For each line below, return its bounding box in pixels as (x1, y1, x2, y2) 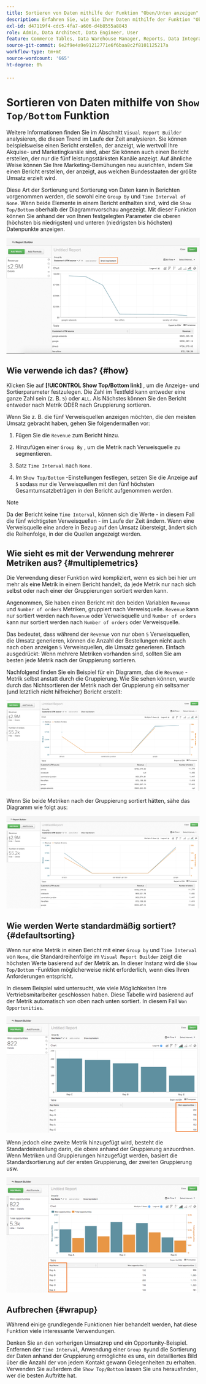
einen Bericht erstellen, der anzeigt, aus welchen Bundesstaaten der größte (6, 168, 197, 175)
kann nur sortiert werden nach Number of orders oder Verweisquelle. (6, 619, 180, 626)
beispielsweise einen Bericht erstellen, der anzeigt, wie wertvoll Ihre (6, 142, 178, 149)
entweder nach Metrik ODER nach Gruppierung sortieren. (6, 401, 151, 409)
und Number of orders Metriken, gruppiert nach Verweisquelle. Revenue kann (6, 606, 199, 613)
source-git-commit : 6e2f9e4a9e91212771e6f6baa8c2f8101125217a (6, 42, 169, 49)
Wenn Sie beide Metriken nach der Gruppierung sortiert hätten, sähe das (6, 797, 190, 805)
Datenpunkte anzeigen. (6, 225, 66, 233)
